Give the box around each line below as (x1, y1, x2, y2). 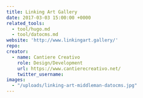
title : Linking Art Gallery (6, 9, 78, 15)
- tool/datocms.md (12, 32, 59, 38)
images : (6, 77, 26, 83)
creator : (6, 49, 29, 55)
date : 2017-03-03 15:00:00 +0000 (6, 15, 91, 21)
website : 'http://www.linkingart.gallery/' (6, 37, 119, 43)
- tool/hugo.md (12, 26, 51, 32)
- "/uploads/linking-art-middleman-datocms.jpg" (12, 83, 138, 89)
